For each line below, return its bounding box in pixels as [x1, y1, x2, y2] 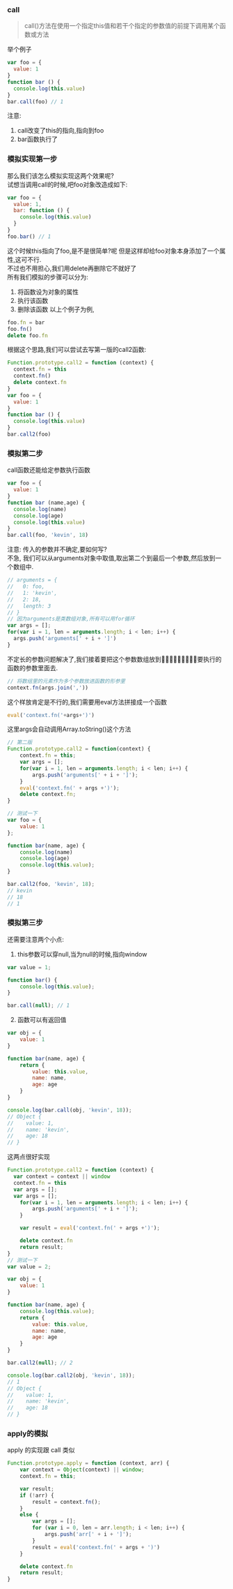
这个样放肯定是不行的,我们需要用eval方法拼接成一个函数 [7, 697, 167, 706]
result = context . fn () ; [32, 1498, 101, 1505]
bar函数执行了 [17, 135, 58, 144]
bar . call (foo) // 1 [7, 98, 64, 105]
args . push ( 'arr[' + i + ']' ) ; [44, 1531, 132, 1538]
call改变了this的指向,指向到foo [17, 126, 104, 135]
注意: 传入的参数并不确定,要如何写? [7, 545, 108, 554]
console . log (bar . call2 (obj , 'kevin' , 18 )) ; [7, 1372, 136, 1379]
